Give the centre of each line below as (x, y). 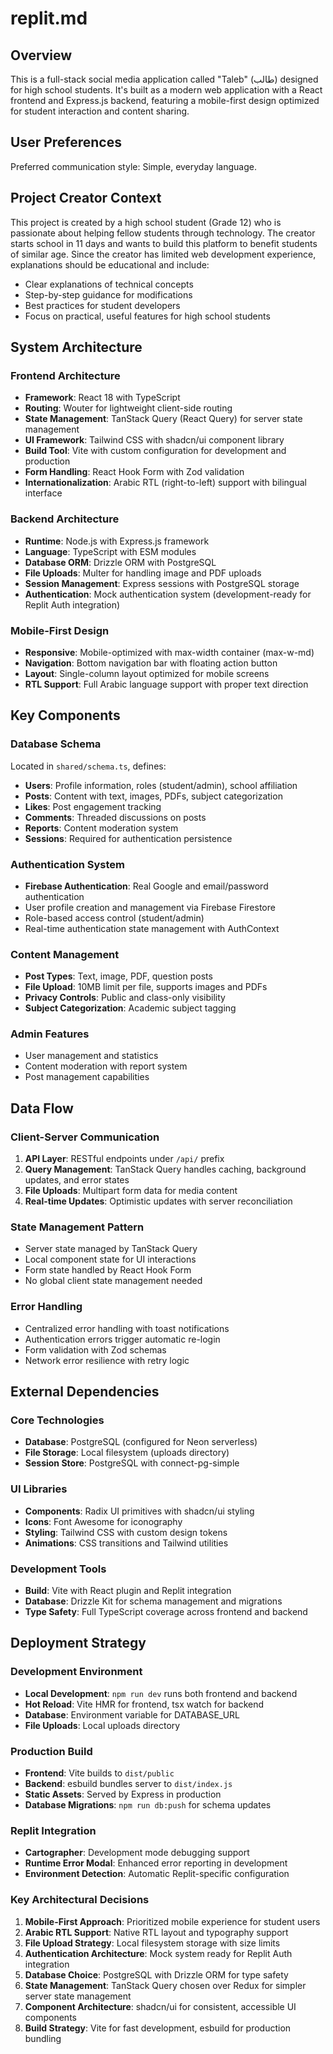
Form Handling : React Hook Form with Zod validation (134, 472)
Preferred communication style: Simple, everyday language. (133, 166)
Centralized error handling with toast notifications (127, 1328)
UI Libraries (39, 1489)
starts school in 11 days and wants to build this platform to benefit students (164, 243)
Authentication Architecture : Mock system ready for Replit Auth (158, 1953)
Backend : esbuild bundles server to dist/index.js (128, 1784)
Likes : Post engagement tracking (93, 806)
